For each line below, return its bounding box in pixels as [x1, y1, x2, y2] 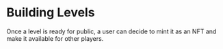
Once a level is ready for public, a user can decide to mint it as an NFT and [6, 27, 217, 35]
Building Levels [6, 5, 95, 20]
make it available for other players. [6, 34, 104, 42]
